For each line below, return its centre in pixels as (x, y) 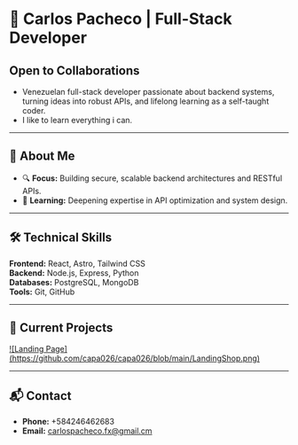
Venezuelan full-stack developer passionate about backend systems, (148, 92)
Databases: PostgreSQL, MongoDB (74, 282)
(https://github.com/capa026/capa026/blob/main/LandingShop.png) (134, 358)
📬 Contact (40, 396)
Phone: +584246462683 (68, 422)
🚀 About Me (42, 156)
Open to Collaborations (74, 70)
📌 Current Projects (61, 328)
